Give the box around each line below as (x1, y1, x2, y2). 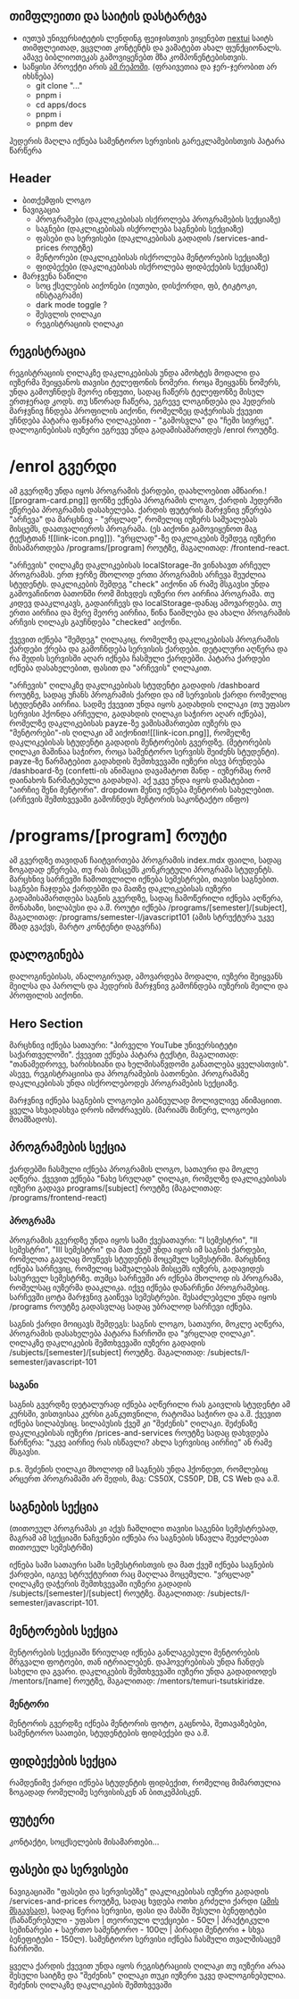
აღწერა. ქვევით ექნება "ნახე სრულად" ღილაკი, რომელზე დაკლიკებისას (9, 1173, 287, 1184)
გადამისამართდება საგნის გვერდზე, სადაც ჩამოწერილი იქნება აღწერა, (9, 893, 284, 904)
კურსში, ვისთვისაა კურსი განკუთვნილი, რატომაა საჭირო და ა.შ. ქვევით (9, 1409, 282, 1420)
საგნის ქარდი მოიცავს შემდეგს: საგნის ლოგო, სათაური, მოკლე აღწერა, (9, 1319, 286, 1329)
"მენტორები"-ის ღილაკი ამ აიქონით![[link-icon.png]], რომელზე (9, 728, 251, 738)
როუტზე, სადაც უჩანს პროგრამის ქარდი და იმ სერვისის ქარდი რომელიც (9, 689, 287, 700)
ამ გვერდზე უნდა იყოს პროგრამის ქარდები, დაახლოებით (9, 485, 230, 496)
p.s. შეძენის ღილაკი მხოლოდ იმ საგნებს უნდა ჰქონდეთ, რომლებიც (9, 1463, 269, 1475)
